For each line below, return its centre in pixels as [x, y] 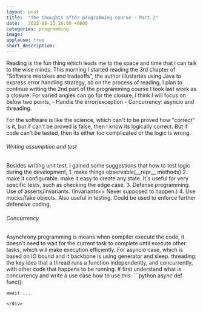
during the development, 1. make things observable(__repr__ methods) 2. [97, 172]
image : [15, 35]
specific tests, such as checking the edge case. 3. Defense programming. [98, 185]
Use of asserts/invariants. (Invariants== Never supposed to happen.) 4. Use [101, 191]
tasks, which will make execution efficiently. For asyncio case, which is [95, 250]
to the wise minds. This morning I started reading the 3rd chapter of [91, 69]
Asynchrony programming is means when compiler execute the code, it [95, 237]
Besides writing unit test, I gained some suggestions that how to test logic [98, 166]
